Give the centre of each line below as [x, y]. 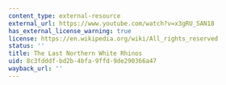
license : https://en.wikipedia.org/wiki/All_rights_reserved [113, 38]
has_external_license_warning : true [70, 31]
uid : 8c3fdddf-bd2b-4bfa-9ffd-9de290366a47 [83, 62]
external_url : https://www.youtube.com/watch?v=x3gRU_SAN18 [112, 23]
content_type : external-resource [65, 16]
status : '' [27, 46]
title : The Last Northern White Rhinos [75, 53]
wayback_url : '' [36, 69]
